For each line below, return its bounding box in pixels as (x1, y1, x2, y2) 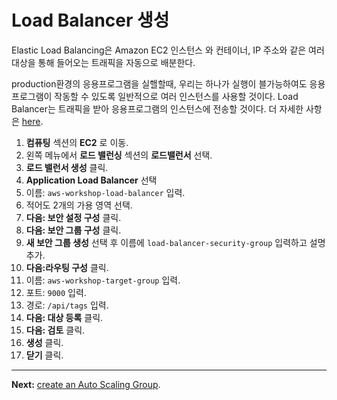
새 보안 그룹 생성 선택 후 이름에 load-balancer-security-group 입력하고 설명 (25, 236, 326, 248)
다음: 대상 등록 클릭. (25, 311, 104, 323)
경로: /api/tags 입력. (25, 299, 109, 311)
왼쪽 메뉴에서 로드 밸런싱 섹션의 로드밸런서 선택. (25, 149, 213, 161)
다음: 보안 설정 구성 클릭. (25, 211, 122, 223)
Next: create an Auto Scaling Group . (11, 378, 161, 390)
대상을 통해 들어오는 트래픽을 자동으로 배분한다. (11, 56, 196, 68)
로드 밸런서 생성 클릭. (25, 161, 109, 173)
